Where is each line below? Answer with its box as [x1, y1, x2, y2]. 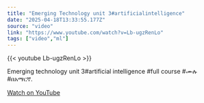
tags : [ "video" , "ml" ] [7, 35, 69, 42]
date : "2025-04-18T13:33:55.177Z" [7, 16, 106, 23]
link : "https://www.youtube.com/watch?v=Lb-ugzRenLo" [7, 29, 164, 36]
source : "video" [7, 23, 53, 29]
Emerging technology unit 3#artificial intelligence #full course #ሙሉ [7, 68, 197, 76]
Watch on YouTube [7, 89, 60, 97]
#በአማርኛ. [7, 75, 33, 83]
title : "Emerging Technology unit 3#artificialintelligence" [7, 10, 186, 17]
